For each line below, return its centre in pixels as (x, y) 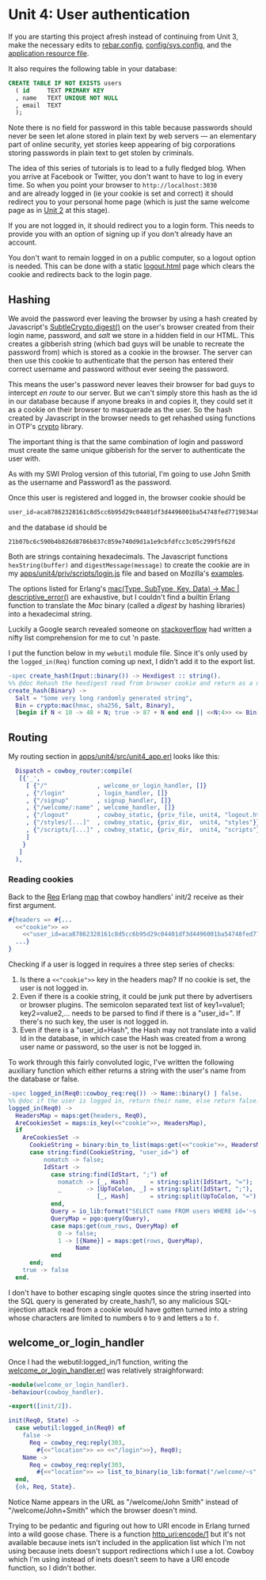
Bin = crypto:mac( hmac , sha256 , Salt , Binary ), (95, 705)
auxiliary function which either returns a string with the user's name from (127, 1071)
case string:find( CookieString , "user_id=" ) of (109, 1153)
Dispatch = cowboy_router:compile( (74, 771)
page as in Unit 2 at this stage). (59, 211)
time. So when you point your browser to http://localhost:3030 (113, 185)
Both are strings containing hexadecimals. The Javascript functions (118, 556)
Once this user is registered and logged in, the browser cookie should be (127, 498)
